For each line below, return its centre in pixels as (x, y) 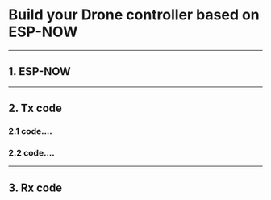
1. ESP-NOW (40, 71)
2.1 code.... (30, 131)
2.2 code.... (31, 152)
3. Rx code (35, 187)
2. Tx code (35, 108)
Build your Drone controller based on (134, 15)
